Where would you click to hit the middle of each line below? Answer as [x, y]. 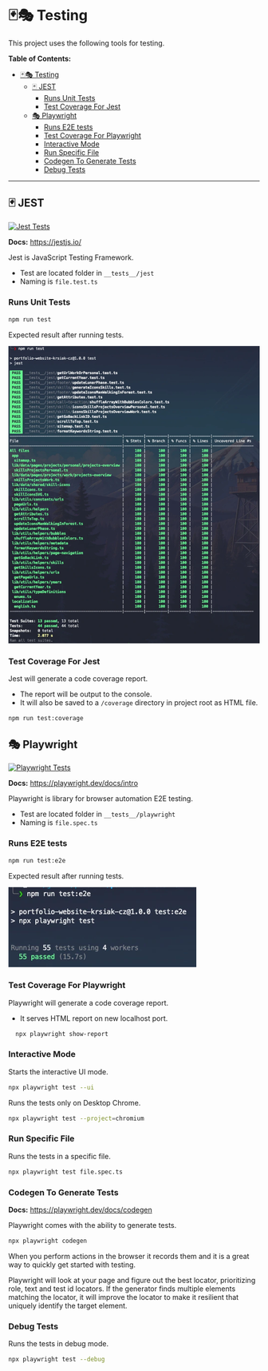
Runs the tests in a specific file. [60, 1156]
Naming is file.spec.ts [59, 823]
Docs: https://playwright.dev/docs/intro [73, 783]
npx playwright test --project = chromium [77, 1118]
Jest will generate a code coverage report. [78, 679]
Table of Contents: [40, 58]
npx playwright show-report [62, 1034]
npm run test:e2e [37, 861]
